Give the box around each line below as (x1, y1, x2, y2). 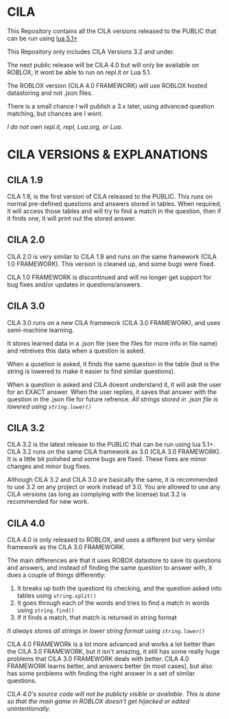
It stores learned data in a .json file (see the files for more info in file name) (7, 339, 218, 347)
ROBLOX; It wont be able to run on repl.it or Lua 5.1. (7, 68, 152, 76)
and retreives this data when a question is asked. (7, 346, 145, 355)
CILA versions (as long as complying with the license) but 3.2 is (7, 490, 186, 498)
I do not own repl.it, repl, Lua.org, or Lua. (7, 122, 123, 131)
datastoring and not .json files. (7, 89, 93, 97)
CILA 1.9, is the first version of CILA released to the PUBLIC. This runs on (7, 192, 213, 200)
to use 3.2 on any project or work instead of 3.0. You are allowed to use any (7, 483, 221, 491)
